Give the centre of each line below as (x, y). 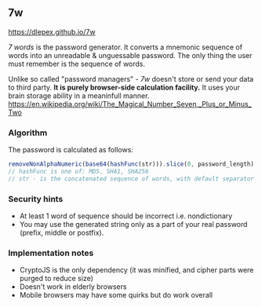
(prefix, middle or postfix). (62, 233)
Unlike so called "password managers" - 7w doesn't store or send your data (131, 79)
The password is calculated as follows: (71, 150)
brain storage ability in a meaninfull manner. (79, 95)
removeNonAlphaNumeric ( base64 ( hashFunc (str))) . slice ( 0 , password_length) (131, 164)
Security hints (36, 199)
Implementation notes (51, 253)
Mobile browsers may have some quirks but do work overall (116, 295)
